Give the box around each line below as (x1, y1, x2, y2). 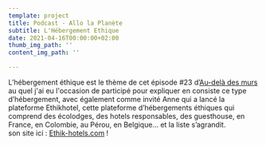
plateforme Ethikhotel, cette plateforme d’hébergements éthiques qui (8, 103, 235, 112)
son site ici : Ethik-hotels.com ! (8, 128, 109, 138)
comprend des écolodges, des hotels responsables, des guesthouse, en (8, 112, 245, 120)
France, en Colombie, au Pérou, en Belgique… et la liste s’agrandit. (8, 120, 226, 129)
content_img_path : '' (8, 49, 80, 57)
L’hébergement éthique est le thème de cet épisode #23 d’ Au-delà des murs (8, 77, 258, 87)
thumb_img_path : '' (8, 41, 73, 49)
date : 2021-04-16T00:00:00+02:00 (8, 33, 119, 42)
